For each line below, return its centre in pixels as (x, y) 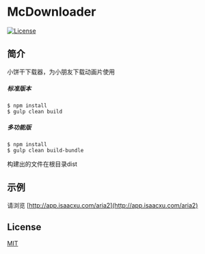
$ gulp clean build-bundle (45, 150)
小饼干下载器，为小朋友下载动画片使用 (61, 72)
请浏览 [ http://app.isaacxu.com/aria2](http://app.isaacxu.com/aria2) (102, 205)
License (24, 227)
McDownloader (52, 12)
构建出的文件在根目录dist (42, 164)
